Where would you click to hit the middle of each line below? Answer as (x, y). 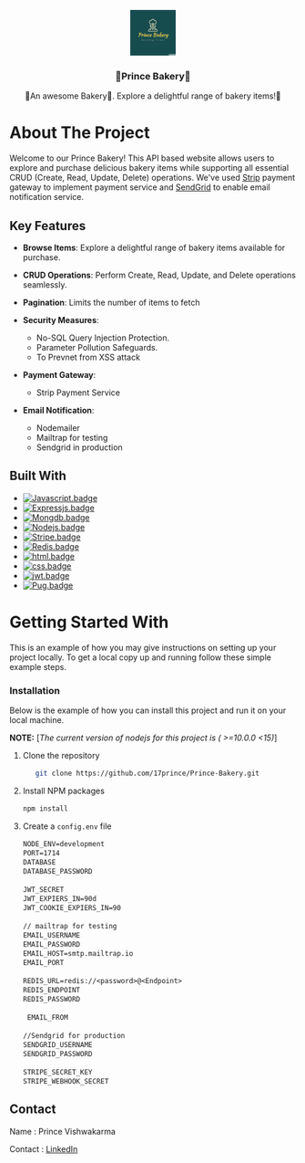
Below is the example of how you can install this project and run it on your (148, 710)
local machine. (37, 720)
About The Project (80, 133)
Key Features (48, 226)
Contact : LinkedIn (44, 1148)
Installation (35, 690)
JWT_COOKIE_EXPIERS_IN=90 (71, 907)
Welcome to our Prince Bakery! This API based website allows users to (142, 158)
